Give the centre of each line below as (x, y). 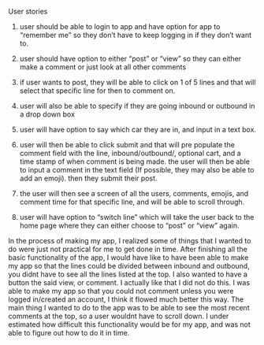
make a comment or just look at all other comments (103, 67)
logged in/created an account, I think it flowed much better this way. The (126, 299)
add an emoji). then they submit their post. (88, 178)
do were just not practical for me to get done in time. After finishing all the (128, 249)
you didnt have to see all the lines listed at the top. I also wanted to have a (128, 274)
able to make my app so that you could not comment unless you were (121, 291)
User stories (28, 11)
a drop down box (47, 114)
